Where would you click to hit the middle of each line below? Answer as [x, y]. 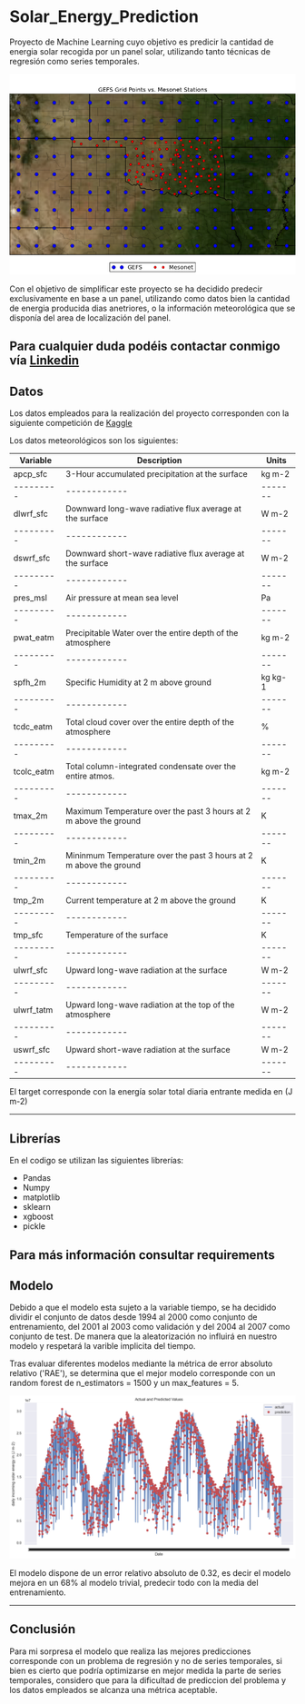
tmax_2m [30, 816]
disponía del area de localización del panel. [90, 317]
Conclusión [43, 1629]
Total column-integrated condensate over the [151, 767]
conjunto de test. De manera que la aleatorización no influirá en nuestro [143, 1336]
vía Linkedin [44, 361]
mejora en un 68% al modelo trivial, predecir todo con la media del [134, 1582]
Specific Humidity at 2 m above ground [138, 682]
